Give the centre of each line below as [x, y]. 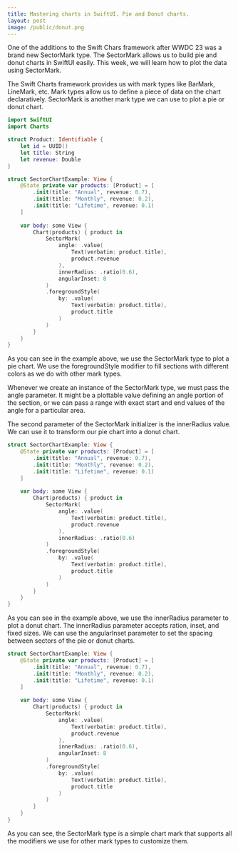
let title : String [47, 153]
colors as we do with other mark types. [65, 374]
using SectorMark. [35, 70]
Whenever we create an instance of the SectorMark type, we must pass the [118, 388]
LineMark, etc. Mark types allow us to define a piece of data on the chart [114, 92]
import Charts [29, 127]
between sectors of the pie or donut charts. [71, 641]
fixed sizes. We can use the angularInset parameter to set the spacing [110, 633]
